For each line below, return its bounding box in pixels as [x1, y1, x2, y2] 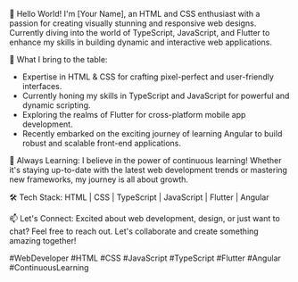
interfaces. [21, 81, 62, 91]
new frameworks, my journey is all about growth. [9, 174, 189, 185]
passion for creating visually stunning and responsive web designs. [9, 18, 257, 29]
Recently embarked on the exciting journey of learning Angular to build [21, 129, 283, 138]
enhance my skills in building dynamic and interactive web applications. [9, 37, 273, 47]
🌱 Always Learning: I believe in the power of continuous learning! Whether [9, 155, 282, 165]
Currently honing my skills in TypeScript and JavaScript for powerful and [21, 90, 290, 101]
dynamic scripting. [21, 100, 91, 111]
